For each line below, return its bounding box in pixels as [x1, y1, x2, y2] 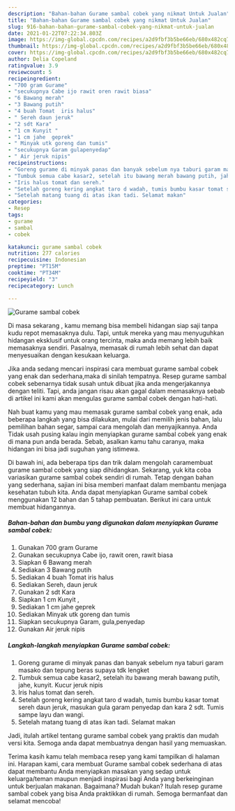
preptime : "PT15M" [8, 263, 61, 270]
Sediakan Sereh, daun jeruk [17, 581, 98, 589]
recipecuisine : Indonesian [8, 256, 86, 264]
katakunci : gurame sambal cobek [8, 244, 102, 251]
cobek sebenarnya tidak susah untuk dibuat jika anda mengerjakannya [8, 379, 211, 387]
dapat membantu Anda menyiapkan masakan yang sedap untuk [8, 767, 191, 775]
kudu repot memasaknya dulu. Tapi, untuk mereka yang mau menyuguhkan [8, 329, 225, 337]
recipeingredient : [8, 75, 61, 82]
